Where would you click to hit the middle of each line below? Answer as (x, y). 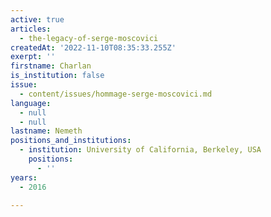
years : (24, 177)
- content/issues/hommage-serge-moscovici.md (116, 94)
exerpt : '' (33, 57)
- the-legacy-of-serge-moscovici (89, 38)
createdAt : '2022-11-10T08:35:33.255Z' (93, 47)
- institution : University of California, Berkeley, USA (140, 150)
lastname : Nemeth (46, 131)
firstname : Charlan (51, 66)
